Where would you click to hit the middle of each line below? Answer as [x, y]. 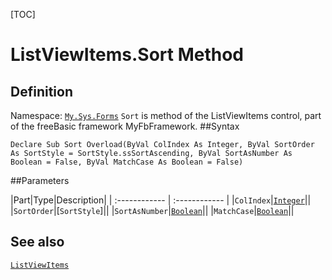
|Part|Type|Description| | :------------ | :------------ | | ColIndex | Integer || [161, 200]
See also [37, 242]
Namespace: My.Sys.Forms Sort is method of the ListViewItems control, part [166, 115]
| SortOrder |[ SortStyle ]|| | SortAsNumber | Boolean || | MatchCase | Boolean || [152, 210]
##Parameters [40, 180]
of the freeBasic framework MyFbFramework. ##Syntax [125, 126]
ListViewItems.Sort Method [127, 55]
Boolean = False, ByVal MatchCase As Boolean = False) [127, 162]
